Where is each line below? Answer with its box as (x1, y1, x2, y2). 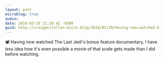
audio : (5, 16, 19, 21)
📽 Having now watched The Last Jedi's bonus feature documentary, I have (5, 39, 158, 45)
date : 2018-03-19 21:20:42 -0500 (5, 21, 74, 26)
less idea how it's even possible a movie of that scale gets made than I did (5, 46, 156, 52)
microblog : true (5, 12, 38, 17)
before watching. (5, 51, 40, 57)
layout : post (5, 7, 32, 12)
